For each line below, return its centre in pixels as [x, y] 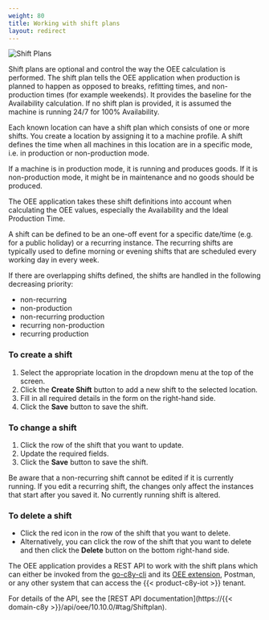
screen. [33, 381]
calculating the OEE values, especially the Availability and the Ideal [118, 210]
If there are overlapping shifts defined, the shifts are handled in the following [134, 275]
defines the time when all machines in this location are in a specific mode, [130, 145]
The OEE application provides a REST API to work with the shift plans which [133, 566]
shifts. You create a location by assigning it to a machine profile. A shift [126, 136]
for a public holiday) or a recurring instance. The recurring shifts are [121, 243]
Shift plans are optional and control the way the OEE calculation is [117, 69]
